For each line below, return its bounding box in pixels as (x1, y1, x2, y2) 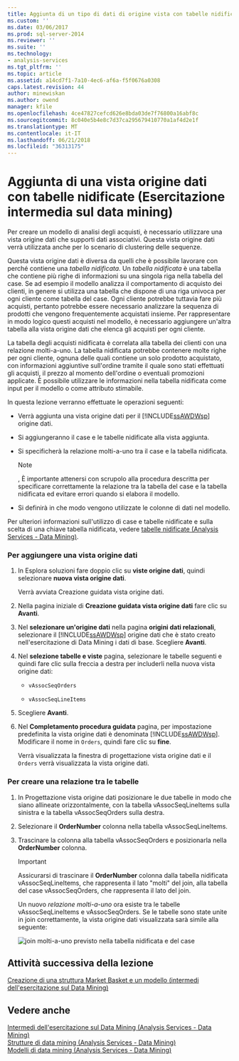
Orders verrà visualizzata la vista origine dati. (17, 759, 149, 767)
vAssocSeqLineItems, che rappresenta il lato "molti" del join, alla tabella (17, 878, 228, 887)
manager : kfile (7, 103, 53, 111)
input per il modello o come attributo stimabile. (7, 384, 144, 393)
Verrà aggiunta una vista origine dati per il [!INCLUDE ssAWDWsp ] (17, 411, 211, 421)
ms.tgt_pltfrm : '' (7, 63, 62, 71)
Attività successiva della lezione (7, 957, 154, 970)
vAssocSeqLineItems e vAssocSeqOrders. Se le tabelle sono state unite (17, 907, 228, 916)
